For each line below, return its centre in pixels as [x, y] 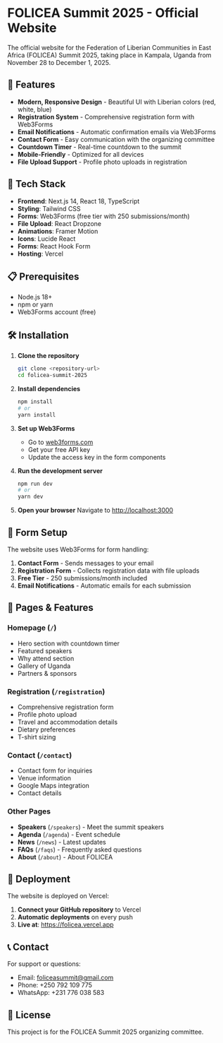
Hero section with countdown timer [68, 643]
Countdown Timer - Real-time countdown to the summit [99, 147]
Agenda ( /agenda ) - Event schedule [69, 834]
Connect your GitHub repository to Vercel [79, 910]
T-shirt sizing [37, 737]
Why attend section [46, 658]
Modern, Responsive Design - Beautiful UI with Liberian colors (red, [117, 102]
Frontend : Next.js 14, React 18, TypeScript [78, 201]
